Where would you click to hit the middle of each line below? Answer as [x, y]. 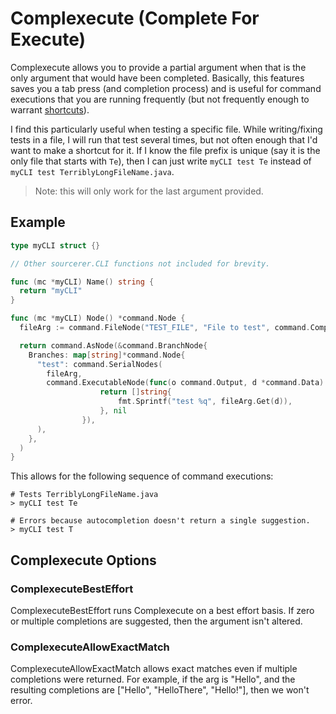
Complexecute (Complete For [135, 18]
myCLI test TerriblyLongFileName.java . [92, 171]
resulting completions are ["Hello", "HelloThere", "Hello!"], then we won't [160, 690]
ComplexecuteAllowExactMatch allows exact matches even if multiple [154, 669]
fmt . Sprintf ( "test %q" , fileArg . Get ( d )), [205, 402]
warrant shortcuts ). [50, 109]
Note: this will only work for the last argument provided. [149, 191]
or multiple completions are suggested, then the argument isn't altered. [156, 621]
